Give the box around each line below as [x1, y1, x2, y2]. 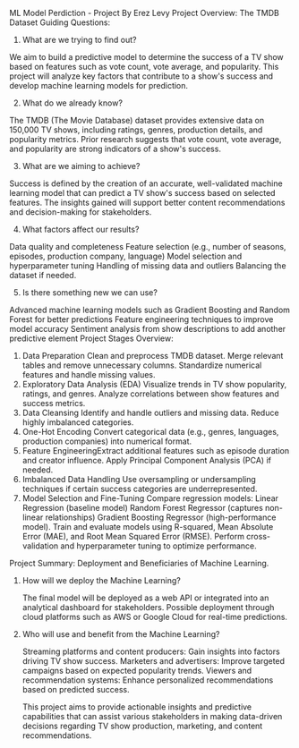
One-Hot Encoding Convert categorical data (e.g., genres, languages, [21, 427, 279, 437]
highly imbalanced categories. [21, 417, 134, 428]
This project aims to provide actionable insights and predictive [21, 701, 252, 712]
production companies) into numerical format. [21, 436, 192, 446]
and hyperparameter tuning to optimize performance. [60, 540, 257, 551]
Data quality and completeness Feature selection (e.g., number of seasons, [9, 242, 286, 251]
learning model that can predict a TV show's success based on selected [9, 188, 276, 198]
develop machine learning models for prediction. [9, 81, 189, 90]
